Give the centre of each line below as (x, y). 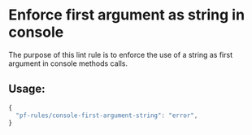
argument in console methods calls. (68, 63)
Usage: (27, 89)
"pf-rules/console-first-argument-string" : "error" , (107, 115)
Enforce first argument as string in (127, 15)
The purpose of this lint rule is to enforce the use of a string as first (121, 54)
